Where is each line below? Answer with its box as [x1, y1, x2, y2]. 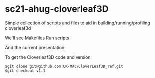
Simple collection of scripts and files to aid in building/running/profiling [5, 20, 150, 26]
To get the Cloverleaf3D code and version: [5, 54, 92, 60]
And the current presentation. [5, 44, 66, 50]
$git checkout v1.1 [5, 68, 46, 73]
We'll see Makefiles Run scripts [5, 35, 70, 41]
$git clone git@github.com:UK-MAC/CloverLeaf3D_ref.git [5, 64, 123, 69]
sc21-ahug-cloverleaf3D [5, 3, 109, 15]
